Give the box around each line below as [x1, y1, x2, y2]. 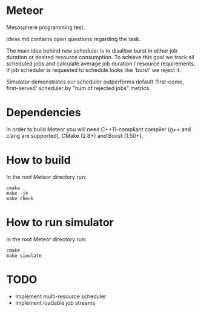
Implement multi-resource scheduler [15, 293, 107, 300]
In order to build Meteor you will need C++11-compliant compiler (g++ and [6, 125, 191, 133]
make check [6, 195, 34, 201]
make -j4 [6, 190, 28, 197]
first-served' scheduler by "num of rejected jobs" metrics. [6, 84, 151, 91]
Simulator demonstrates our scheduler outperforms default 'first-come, [6, 78, 184, 85]
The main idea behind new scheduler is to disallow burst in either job [6, 47, 178, 54]
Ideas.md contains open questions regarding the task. [6, 35, 141, 42]
